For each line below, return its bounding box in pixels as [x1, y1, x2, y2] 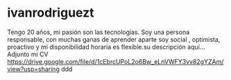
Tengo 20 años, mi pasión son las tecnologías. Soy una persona [7, 28, 190, 36]
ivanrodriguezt [7, 5, 94, 21]
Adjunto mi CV [7, 50, 49, 58]
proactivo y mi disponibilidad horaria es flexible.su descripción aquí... [7, 42, 205, 51]
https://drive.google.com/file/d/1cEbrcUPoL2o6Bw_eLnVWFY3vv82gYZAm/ [7, 57, 224, 65]
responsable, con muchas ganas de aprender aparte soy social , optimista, [7, 35, 221, 43]
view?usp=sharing [7, 65, 60, 73]
